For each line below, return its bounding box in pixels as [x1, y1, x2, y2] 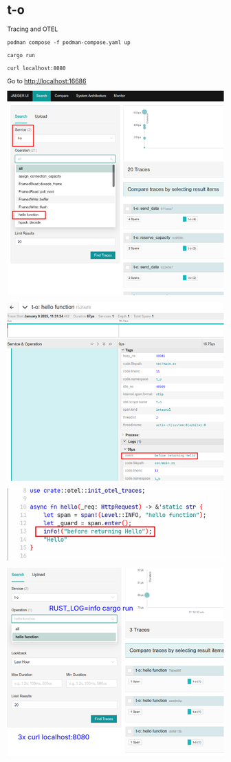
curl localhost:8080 [7, 65, 67, 72]
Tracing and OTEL [7, 25, 58, 33]
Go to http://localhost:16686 [7, 76, 87, 85]
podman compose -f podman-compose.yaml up [7, 39, 131, 46]
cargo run [7, 52, 36, 59]
